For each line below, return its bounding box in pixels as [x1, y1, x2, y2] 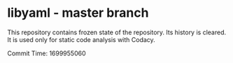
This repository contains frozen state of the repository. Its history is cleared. [7, 28, 226, 36]
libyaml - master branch [7, 5, 149, 21]
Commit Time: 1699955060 [7, 49, 86, 57]
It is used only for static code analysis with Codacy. [7, 35, 155, 43]
